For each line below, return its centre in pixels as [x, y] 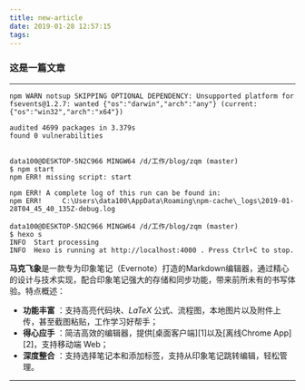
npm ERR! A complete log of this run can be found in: [115, 193]
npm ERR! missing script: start [70, 177]
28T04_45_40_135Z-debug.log [63, 209]
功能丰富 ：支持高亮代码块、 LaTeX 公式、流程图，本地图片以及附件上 [152, 310]
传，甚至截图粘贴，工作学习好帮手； [90, 321]
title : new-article [46, 18]
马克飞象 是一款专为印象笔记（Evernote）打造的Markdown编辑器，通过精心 [149, 268]
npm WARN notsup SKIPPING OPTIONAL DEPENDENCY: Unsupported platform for [152, 96]
